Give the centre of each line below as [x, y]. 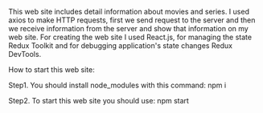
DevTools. [25, 54]
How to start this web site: [51, 70]
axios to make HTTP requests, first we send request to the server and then [132, 20]
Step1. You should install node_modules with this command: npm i [117, 85]
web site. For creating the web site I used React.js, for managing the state [130, 37]
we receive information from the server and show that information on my [129, 28]
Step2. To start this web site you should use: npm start [99, 101]
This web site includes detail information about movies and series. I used [129, 12]
